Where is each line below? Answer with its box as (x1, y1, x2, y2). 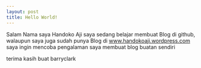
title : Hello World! (6, 14, 58, 20)
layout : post (6, 8, 39, 15)
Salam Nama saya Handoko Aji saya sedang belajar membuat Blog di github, (6, 30, 196, 38)
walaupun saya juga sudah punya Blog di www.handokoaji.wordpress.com (6, 37, 191, 44)
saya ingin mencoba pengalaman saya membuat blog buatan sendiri (6, 43, 176, 51)
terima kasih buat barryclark (6, 55, 76, 62)
